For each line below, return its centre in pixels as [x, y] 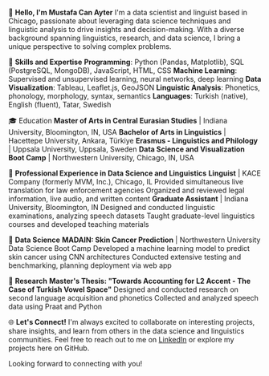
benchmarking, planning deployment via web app [90, 265]
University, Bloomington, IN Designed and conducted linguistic [112, 207]
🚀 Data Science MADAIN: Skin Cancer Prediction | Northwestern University [134, 240]
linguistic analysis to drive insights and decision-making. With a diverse [126, 29]
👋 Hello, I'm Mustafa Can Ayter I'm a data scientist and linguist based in [128, 12]
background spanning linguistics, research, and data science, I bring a [124, 38]
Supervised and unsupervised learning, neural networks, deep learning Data [135, 79]
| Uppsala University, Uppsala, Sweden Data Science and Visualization [126, 149]
